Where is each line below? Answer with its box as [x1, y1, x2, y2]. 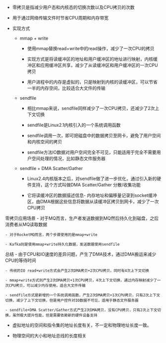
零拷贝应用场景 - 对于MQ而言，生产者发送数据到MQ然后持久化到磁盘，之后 [5, 215, 159, 221]
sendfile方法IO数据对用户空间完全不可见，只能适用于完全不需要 [27, 149, 157, 155]
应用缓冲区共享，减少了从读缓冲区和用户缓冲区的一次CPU [40, 62, 158, 68]
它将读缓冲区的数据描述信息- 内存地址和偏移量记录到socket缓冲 [27, 192, 157, 198]
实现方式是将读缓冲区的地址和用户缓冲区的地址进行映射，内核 [27, 56, 154, 62]
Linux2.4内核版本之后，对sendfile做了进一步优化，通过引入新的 [27, 175, 157, 181]
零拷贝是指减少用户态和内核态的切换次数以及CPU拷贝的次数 [12, 4, 135, 10]
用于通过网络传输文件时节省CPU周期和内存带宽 [12, 15, 109, 21]
